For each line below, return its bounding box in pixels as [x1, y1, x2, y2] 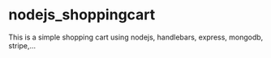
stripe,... [8, 40, 37, 50]
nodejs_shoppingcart [8, 6, 156, 24]
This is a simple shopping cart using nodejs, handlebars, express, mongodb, [8, 32, 264, 42]
